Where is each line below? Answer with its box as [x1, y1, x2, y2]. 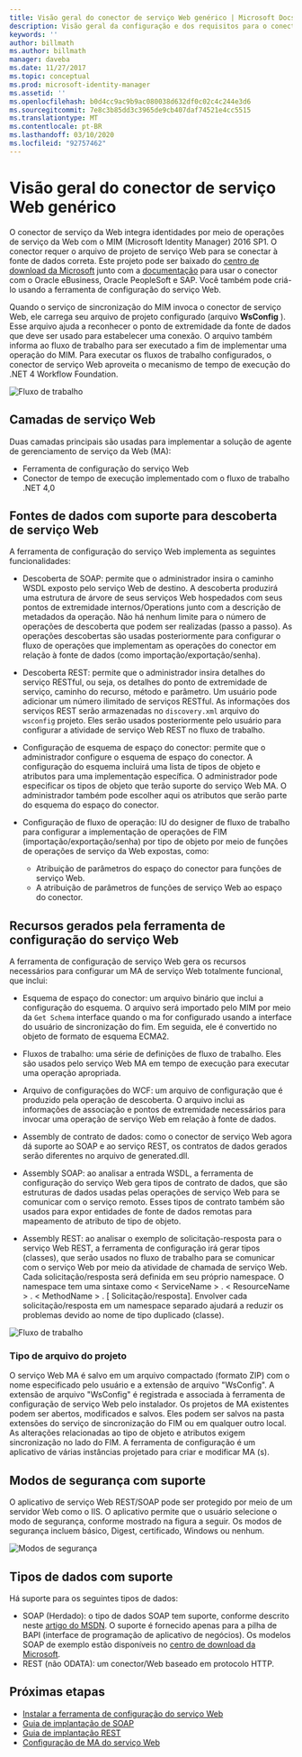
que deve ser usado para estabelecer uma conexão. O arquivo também [9, 330, 272, 341]
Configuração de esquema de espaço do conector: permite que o [22, 742, 266, 753]
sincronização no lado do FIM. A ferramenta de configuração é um [9, 1437, 256, 1448]
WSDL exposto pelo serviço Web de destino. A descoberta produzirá [22, 583, 279, 594]
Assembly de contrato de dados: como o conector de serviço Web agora [22, 1132, 292, 1143]
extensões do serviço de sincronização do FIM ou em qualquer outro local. [9, 1418, 287, 1429]
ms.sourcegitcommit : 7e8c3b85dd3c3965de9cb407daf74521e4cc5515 [9, 105, 252, 114]
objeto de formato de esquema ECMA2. [22, 1031, 170, 1042]
